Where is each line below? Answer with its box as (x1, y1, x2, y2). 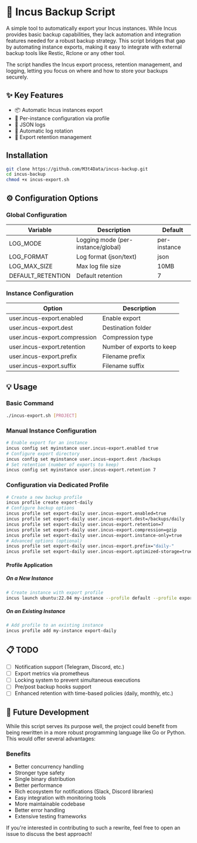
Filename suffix (102, 362, 145, 370)
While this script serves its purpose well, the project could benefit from (6, 723, 178, 730)
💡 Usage (6, 382, 38, 392)
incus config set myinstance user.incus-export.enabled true (6, 445, 159, 451)
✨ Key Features (6, 90, 63, 100)
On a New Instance (6, 575, 54, 582)
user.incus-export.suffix (9, 362, 76, 370)
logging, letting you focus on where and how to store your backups (6, 67, 168, 74)
